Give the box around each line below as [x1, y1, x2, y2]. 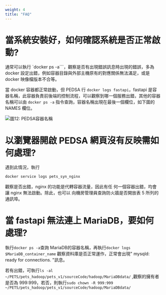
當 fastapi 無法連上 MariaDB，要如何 [5, 215, 154, 227]
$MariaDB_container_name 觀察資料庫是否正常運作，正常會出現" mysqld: [5, 251, 150, 257]
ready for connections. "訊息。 [5, 257, 67, 263]
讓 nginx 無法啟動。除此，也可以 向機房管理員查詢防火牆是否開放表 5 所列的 [5, 190, 159, 196]
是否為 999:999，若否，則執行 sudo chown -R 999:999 [5, 280, 113, 286]
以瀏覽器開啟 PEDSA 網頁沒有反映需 [5, 135, 151, 146]
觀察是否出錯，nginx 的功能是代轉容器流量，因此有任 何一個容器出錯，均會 [5, 184, 157, 190]
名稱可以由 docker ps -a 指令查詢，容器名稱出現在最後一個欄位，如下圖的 [5, 99, 155, 105]
